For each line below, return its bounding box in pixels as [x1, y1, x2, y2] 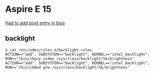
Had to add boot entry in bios [5, 20, 66, 26]
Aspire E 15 [5, 3, 52, 15]
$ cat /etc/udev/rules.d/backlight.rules [5, 47, 92, 53]
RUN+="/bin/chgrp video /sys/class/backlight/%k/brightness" [5, 56, 135, 61]
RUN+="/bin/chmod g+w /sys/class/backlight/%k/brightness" [5, 65, 130, 70]
